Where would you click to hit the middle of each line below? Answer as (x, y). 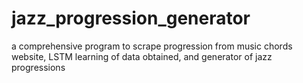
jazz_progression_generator (131, 18)
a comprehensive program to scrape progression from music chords (152, 46)
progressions (38, 67)
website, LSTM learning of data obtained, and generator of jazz (142, 56)
